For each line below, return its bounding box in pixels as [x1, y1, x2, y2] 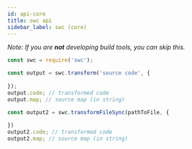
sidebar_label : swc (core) [7, 23, 87, 31]
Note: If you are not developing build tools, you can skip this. [7, 43, 186, 52]
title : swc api [7, 17, 52, 24]
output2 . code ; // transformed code [7, 128, 113, 136]
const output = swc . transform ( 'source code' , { [7, 70, 151, 77]
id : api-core [7, 10, 46, 18]
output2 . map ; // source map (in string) [7, 136, 129, 143]
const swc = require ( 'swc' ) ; [7, 57, 94, 64]
